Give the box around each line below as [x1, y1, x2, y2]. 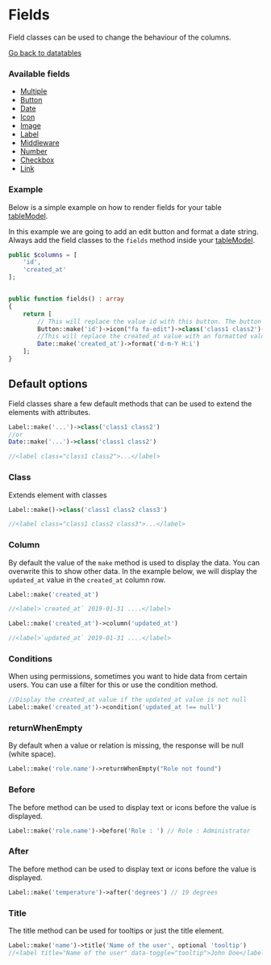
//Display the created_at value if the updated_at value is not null [8, 696, 248, 704]
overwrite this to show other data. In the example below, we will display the [8, 566, 258, 576]
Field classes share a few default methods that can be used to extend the [8, 398, 252, 409]
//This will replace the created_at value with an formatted [37, 333, 248, 341]
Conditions [8, 652, 52, 664]
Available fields [8, 68, 70, 79]
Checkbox [19, 155, 55, 165]
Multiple [19, 86, 48, 96]
